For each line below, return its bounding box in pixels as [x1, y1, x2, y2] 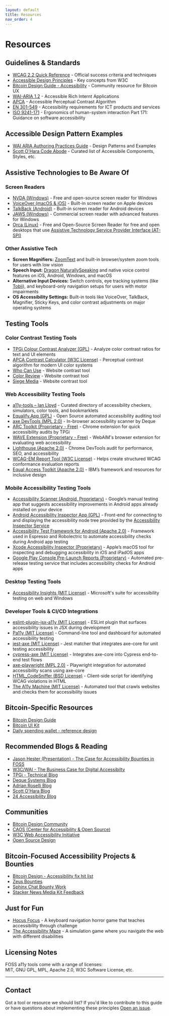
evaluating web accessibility [12, 440, 71, 446]
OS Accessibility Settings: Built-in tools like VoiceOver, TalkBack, [12, 294, 149, 300]
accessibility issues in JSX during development [12, 624, 111, 631]
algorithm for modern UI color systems [12, 362, 93, 368]
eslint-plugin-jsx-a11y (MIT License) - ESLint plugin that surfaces [12, 619, 147, 625]
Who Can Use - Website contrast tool [12, 367, 90, 373]
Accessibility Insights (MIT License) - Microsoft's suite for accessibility [12, 590, 159, 596]
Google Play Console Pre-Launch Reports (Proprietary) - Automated [12, 555, 154, 561]
